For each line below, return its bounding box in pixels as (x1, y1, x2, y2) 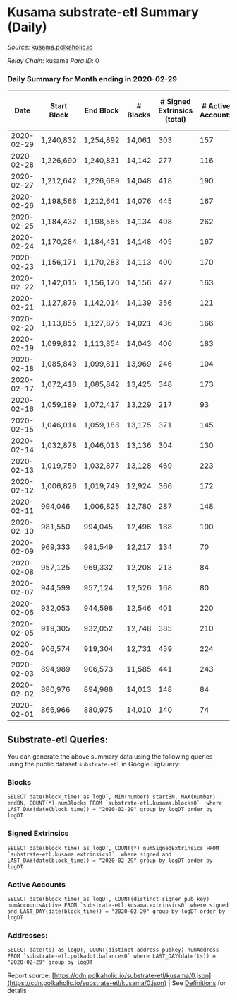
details (7, 987, 27, 995)
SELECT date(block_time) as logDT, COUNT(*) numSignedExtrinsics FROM (7, 844, 219, 851)
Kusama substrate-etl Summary (7, 4, 199, 21)
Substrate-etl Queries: (7, 733, 109, 745)
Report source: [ (7, 971, 55, 980)
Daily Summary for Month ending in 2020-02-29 (7, 74, 178, 84)
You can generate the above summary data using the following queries (7, 752, 213, 761)
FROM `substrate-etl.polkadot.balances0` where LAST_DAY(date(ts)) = (7, 953, 217, 960)
